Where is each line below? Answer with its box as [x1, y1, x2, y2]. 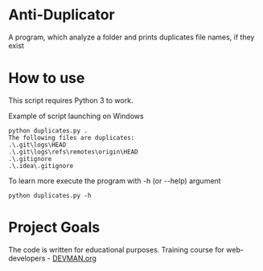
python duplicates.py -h [8, 191, 92, 199]
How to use [8, 69, 85, 88]
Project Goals [8, 219, 101, 236]
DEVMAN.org [51, 253, 97, 263]
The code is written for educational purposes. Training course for [8, 244, 225, 254]
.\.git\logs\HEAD [8, 141, 67, 149]
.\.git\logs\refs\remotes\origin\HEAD [8, 147, 138, 156]
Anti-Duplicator [8, 6, 115, 24]
